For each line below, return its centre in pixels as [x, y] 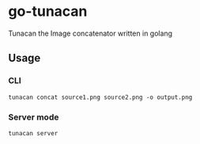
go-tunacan [48, 11]
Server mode [34, 117]
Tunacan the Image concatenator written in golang [90, 33]
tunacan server [33, 133]
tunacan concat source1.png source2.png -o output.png [100, 97]
